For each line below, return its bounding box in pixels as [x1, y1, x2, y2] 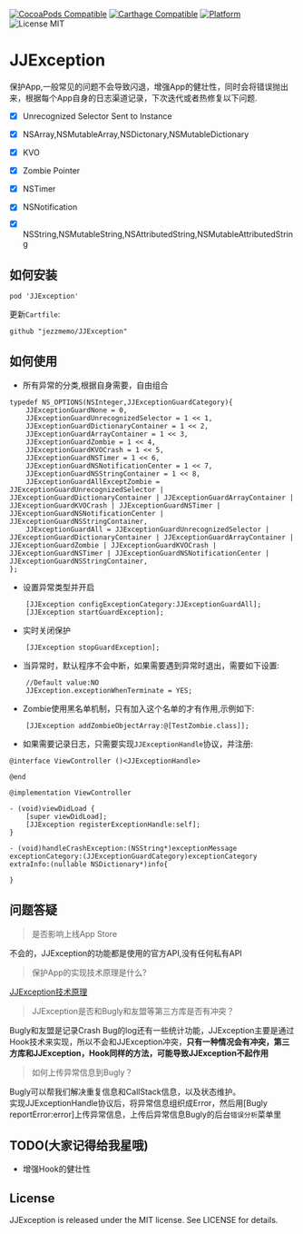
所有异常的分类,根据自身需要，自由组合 [22, 380, 169, 390]
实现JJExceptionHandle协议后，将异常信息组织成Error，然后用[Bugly [9, 1097, 268, 1108]
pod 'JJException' [9, 291, 79, 301]
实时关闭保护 [22, 625, 71, 636]
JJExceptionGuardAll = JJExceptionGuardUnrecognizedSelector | [25, 525, 270, 534]
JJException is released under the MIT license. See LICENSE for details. [9, 1215, 279, 1226]
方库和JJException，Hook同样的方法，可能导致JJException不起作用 [9, 1047, 269, 1058]
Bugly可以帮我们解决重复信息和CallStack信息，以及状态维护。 [9, 1086, 241, 1097]
